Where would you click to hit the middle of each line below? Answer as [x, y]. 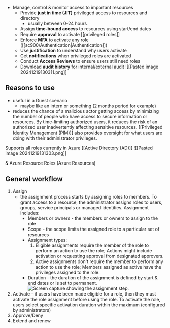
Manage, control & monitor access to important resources [73, 7]
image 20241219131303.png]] [36, 153]
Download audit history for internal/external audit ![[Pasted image [89, 67]
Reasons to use [30, 88]
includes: [30, 213]
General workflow [34, 179]
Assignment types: [47, 240]
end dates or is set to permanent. [62, 283]
